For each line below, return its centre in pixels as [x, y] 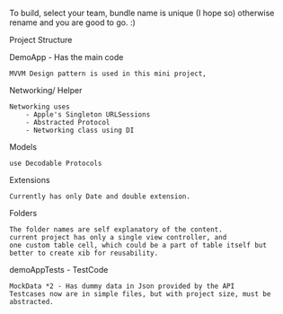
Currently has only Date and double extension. [100, 196]
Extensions [30, 180]
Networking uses [40, 107]
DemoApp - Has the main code [66, 57]
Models [23, 147]
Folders [23, 213]
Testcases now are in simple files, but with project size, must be [140, 294]
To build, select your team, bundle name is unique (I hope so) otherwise [142, 13]
